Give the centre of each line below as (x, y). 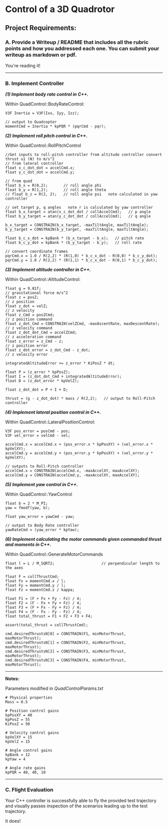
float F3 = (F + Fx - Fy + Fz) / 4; (43, 608)
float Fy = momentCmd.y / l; (35, 586)
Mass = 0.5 (16, 702)
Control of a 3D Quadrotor (60, 9)
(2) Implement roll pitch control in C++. (46, 136)
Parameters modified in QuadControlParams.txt (54, 688)
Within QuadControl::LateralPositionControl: (50, 422)
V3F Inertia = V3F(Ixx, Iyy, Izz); (42, 113)
